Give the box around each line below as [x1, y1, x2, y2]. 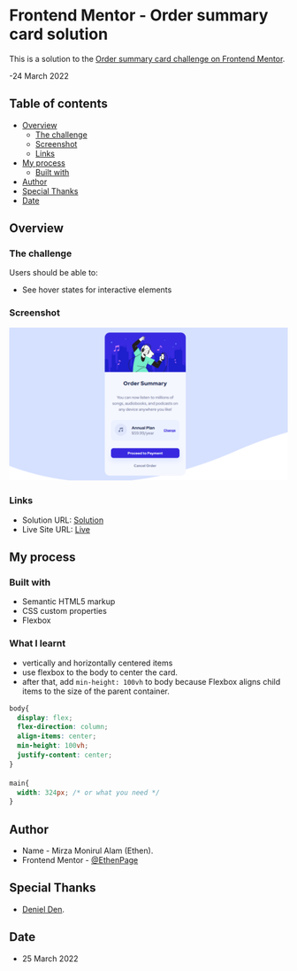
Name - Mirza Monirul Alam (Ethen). [21, 845, 154, 856]
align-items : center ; [17, 732, 97, 741]
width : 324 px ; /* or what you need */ [17, 788, 161, 797]
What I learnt [9, 637, 66, 649]
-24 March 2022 [9, 70, 69, 81]
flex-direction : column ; [17, 723, 109, 732]
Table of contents [9, 97, 108, 112]
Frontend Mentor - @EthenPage [21, 855, 139, 866]
